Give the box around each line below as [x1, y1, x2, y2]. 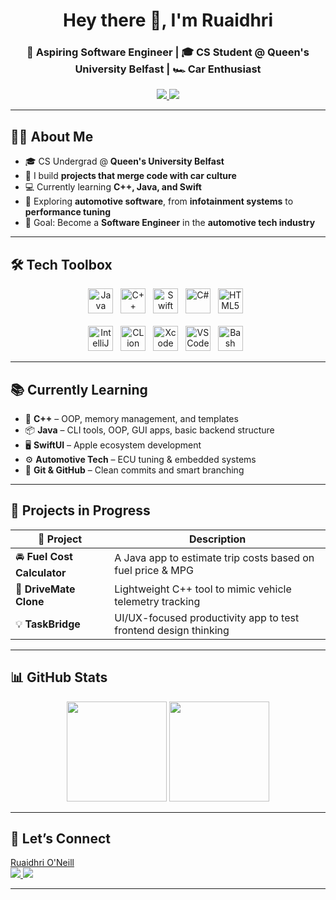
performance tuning [24, 206, 112, 218]
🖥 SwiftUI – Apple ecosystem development [24, 439, 202, 451]
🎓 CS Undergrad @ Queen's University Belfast [24, 155, 225, 168]
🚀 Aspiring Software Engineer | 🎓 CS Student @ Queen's [26, 45, 310, 59]
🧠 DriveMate [15, 582, 76, 596]
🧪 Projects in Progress [10, 502, 151, 519]
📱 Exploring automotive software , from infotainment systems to [24, 195, 294, 208]
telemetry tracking [114, 594, 201, 608]
